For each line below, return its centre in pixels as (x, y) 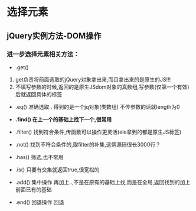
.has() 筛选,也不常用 (39, 157)
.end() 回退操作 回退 (40, 202)
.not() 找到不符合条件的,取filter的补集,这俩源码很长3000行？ (88, 144)
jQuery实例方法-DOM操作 (54, 36)
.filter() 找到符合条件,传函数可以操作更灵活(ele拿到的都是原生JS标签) (98, 132)
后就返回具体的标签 (39, 94)
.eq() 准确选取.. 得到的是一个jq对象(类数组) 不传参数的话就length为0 (97, 106)
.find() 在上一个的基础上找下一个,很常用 (63, 119)
